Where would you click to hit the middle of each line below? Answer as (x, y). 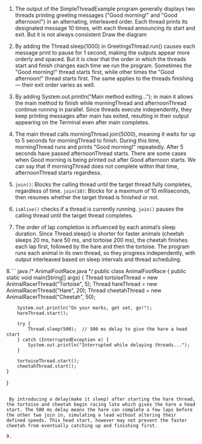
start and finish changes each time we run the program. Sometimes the (103, 65)
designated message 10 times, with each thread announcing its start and (105, 28)
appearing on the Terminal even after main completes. (82, 122)
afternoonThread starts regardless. (58, 173)
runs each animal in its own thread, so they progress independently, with (105, 253)
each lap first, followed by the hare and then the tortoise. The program (102, 247)
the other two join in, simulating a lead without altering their (91, 415)
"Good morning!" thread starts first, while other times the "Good (94, 72)
